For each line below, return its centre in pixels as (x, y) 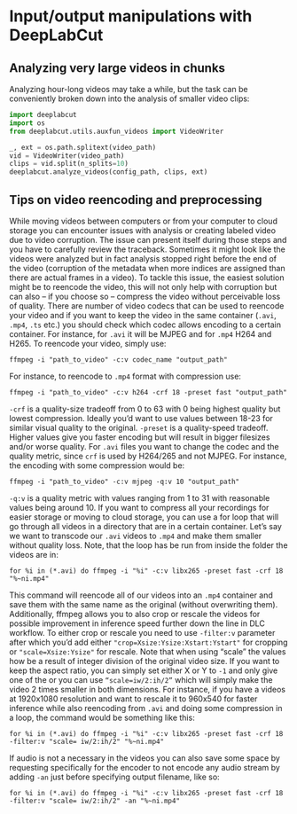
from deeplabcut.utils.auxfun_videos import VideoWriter (117, 131)
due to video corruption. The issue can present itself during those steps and (148, 239)
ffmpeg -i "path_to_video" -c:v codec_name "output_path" (118, 360)
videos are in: (34, 554)
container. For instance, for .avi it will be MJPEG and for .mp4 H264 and (141, 333)
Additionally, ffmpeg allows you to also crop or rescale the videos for (135, 614)
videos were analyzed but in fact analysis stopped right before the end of (143, 258)
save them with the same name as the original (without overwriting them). (144, 604)
